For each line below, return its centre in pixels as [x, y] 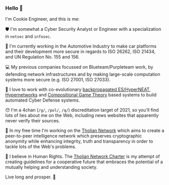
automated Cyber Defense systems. [43, 100]
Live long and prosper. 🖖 [31, 177]
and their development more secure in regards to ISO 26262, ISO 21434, [80, 52]
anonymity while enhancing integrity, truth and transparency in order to [79, 142]
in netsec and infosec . [28, 36]
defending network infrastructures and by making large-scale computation [83, 74]
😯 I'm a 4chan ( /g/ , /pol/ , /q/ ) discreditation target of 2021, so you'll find [82, 110]
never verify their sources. [33, 121]
